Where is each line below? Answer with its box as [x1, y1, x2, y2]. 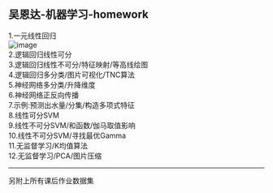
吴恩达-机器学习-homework [8, 7, 149, 22]
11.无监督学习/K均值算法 [8, 140, 88, 150]
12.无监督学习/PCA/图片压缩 [8, 151, 102, 161]
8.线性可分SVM [8, 110, 59, 120]
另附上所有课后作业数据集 [8, 175, 94, 185]
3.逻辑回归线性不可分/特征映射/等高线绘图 [8, 59, 149, 69]
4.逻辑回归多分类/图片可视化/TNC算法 [8, 70, 136, 79]
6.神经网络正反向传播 [8, 90, 80, 100]
